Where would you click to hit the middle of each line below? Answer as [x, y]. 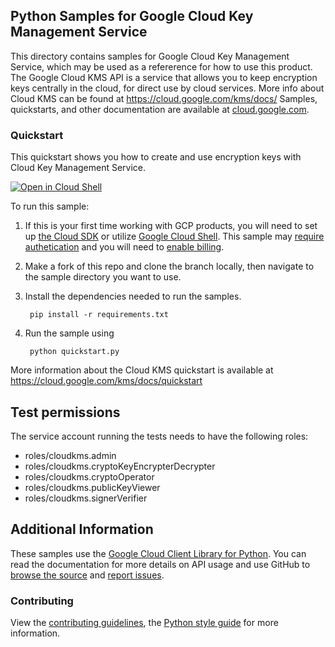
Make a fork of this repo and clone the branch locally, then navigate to [169, 266]
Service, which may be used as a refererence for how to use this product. [161, 66]
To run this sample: [50, 206]
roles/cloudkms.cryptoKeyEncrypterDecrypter [120, 466]
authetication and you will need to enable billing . [124, 247]
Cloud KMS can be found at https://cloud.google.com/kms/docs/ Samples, [164, 98]
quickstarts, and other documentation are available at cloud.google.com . [160, 109]
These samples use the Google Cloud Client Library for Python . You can [158, 553]
